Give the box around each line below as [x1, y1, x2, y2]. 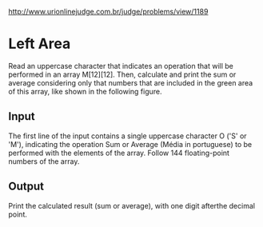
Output [8, 180, 44, 193]
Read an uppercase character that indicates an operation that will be [8, 61, 233, 70]
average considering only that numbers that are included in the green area [8, 78, 253, 87]
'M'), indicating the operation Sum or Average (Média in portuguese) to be [8, 139, 253, 149]
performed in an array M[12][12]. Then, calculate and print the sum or [8, 70, 237, 79]
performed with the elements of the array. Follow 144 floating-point [8, 148, 230, 157]
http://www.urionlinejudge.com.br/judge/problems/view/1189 [8, 7, 209, 16]
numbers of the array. [8, 156, 80, 166]
